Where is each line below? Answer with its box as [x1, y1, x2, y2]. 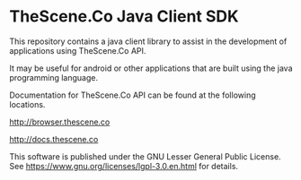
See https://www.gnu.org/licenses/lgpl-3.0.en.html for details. [9, 160, 239, 171]
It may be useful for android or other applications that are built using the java [9, 63, 293, 73]
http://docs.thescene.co [9, 133, 99, 144]
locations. [9, 99, 46, 109]
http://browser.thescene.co [9, 116, 111, 127]
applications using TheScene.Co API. [9, 45, 146, 56]
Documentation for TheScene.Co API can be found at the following [9, 90, 256, 100]
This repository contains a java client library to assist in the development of [9, 36, 288, 47]
